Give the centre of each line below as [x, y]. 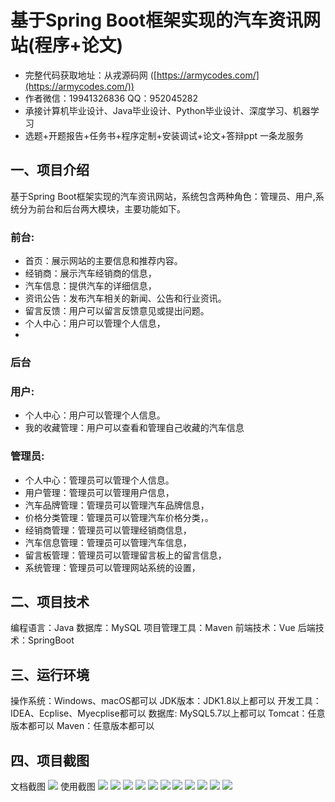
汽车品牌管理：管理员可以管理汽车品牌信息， [117, 505]
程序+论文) [79, 45]
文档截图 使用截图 [53, 786]
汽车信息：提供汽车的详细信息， [90, 286]
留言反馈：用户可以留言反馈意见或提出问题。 [117, 311]
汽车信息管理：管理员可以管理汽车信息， [108, 542]
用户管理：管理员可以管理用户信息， [99, 492]
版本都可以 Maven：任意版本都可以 [82, 726]
